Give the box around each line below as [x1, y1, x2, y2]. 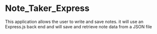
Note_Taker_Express [5, 3, 90, 14]
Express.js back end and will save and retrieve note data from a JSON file [5, 23, 152, 29]
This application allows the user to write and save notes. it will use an [5, 19, 143, 24]
